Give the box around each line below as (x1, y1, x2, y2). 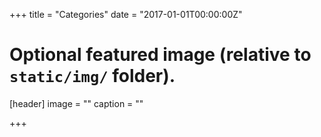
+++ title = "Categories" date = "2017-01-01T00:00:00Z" (9, 9, 243, 20)
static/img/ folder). (9, 65, 176, 88)
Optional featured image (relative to (9, 44, 312, 66)
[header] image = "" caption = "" (9, 97, 144, 109)
